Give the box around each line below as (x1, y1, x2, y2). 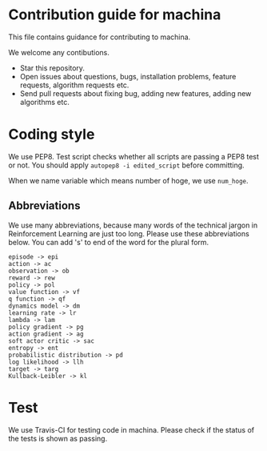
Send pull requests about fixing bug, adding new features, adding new (19, 88, 252, 98)
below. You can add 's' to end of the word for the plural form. (8, 237, 209, 247)
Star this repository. (19, 62, 86, 73)
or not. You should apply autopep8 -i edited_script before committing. (8, 160, 245, 170)
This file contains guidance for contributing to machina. (8, 32, 191, 42)
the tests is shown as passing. (8, 433, 108, 443)
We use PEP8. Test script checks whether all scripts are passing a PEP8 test (8, 151, 260, 161)
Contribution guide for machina (8, 6, 221, 24)
